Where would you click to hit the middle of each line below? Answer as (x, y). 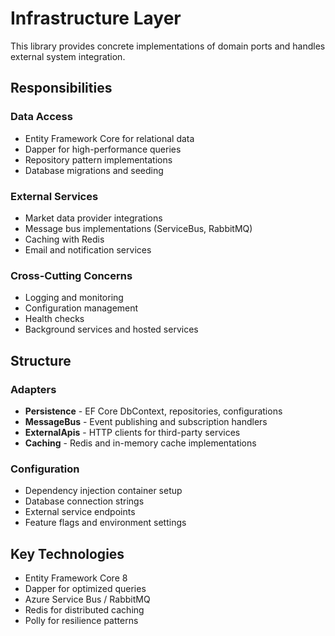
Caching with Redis (64, 239)
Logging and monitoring (74, 298)
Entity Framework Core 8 (76, 578)
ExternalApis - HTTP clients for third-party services (132, 432)
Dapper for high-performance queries (103, 149)
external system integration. (68, 56)
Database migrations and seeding (94, 170)
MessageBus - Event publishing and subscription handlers (146, 421)
